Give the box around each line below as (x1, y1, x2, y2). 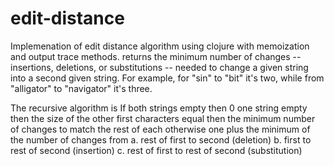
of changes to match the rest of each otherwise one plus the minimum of (10, 123, 311, 135)
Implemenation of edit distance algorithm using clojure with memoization (10, 40, 310, 52)
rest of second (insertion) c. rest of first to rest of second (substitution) (10, 144, 303, 156)
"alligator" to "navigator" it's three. (10, 82, 153, 94)
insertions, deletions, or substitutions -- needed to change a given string (10, 61, 309, 73)
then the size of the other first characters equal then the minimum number (10, 112, 316, 124)
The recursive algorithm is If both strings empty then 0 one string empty (10, 102, 308, 114)
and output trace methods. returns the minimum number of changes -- (10, 50, 302, 62)
